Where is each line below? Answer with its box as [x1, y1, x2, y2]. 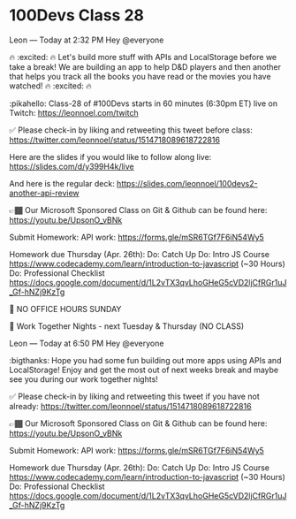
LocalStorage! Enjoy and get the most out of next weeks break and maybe [9, 364, 279, 375]
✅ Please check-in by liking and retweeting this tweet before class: [9, 125, 254, 135]
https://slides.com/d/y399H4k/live [9, 161, 134, 172]
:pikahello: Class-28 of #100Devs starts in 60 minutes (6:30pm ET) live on [9, 98, 278, 109]
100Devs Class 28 [9, 5, 144, 26]
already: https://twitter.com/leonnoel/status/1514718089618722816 [9, 401, 252, 411]
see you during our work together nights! [9, 373, 159, 385]
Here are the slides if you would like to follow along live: [9, 151, 212, 162]
